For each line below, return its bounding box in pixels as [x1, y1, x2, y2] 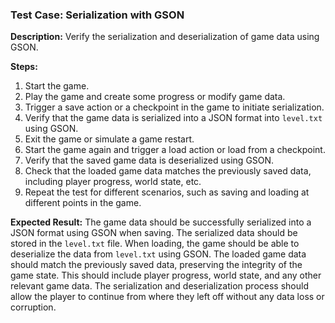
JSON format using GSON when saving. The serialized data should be [10, 227, 298, 239]
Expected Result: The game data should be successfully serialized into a [10, 216, 312, 228]
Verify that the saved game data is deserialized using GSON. [24, 154, 275, 167]
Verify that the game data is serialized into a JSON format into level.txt [24, 112, 323, 124]
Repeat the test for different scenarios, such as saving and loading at [24, 186, 310, 198]
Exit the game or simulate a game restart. [24, 133, 195, 145]
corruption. [10, 301, 57, 313]
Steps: [10, 61, 38, 73]
